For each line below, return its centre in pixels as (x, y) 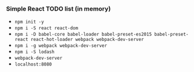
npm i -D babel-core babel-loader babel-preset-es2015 (83, 35)
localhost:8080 (33, 64)
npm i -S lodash (34, 52)
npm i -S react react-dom (46, 28)
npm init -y (29, 22)
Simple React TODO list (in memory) (58, 9)
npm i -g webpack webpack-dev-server (61, 46)
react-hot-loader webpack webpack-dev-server (87, 40)
